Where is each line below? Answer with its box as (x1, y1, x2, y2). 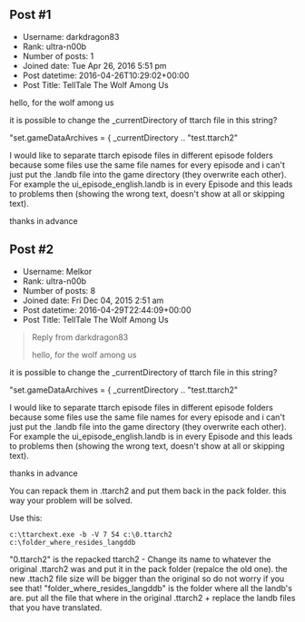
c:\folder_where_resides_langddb (9, 538, 136, 547)
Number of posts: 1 (22, 50, 94, 62)
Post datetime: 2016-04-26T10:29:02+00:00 (22, 70, 190, 81)
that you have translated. (9, 602, 103, 613)
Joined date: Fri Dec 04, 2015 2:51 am (22, 295, 164, 306)
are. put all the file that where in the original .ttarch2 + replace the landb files (9, 592, 296, 603)
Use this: (9, 512, 43, 523)
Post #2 (9, 242, 54, 258)
